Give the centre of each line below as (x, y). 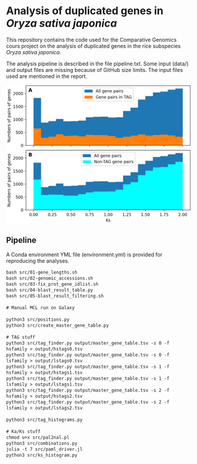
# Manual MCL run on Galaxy (41, 308)
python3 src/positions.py (38, 320)
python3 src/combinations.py (42, 443)
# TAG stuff (21, 337)
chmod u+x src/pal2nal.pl (38, 437)
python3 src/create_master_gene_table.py (58, 325)
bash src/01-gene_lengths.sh (42, 272)
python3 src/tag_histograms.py (44, 420)
